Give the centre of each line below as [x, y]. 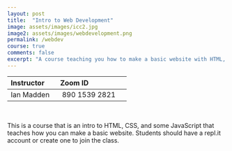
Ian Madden [30, 94]
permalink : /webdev [36, 40]
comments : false [31, 53]
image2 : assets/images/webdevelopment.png [70, 33]
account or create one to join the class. [63, 140]
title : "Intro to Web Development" [60, 20]
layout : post [26, 14]
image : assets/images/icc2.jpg [53, 27]
